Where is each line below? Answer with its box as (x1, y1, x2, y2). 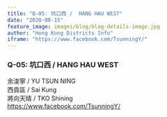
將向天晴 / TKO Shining (7, 94, 73, 102)
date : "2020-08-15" (7, 17, 64, 24)
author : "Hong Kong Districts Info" (7, 29, 113, 37)
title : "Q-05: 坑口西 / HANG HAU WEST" (7, 10, 123, 17)
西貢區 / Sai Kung (7, 86, 57, 94)
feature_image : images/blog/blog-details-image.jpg (7, 23, 160, 30)
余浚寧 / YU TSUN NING (7, 77, 77, 85)
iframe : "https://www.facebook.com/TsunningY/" (7, 36, 148, 43)
